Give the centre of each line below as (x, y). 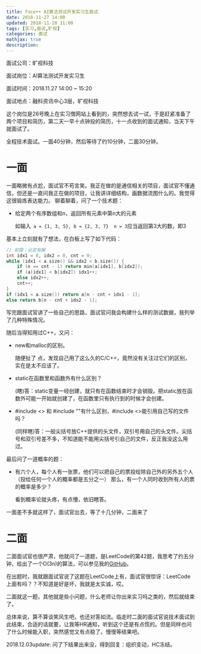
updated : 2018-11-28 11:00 (40, 23)
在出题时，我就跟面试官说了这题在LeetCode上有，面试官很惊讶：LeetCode (98, 576)
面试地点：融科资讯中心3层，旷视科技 (52, 101)
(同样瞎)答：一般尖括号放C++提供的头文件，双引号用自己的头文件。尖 (101, 431)
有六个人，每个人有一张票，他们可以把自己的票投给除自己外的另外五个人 (104, 472)
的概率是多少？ (33, 486)
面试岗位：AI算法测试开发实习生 (45, 75)
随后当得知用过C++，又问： (40, 332)
